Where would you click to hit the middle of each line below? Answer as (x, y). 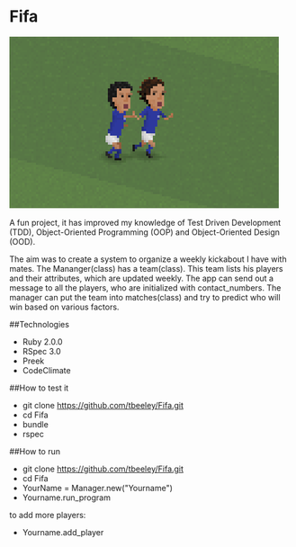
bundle (36, 424)
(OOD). (22, 241)
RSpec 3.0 (41, 351)
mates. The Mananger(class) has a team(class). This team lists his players (146, 268)
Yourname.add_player (63, 532)
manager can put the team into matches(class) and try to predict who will (145, 297)
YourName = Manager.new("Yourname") (98, 488)
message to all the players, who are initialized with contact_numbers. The (145, 287)
